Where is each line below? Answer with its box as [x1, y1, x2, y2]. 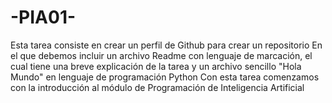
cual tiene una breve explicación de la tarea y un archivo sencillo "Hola [10, 60, 302, 72]
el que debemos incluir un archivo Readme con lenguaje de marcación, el [10, 49, 313, 61]
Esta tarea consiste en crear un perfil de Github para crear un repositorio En [10, 39, 323, 51]
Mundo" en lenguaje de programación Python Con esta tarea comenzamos [10, 71, 320, 83]
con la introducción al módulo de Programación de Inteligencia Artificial [10, 81, 305, 93]
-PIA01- [10, 6, 77, 29]
